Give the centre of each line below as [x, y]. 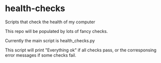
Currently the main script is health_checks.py [50, 40]
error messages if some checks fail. [41, 55]
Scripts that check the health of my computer [50, 22]
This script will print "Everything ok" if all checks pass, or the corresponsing [81, 50]
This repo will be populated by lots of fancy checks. [56, 31]
